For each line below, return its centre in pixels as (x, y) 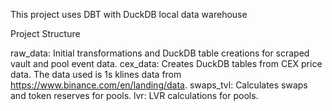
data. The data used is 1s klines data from (96, 74)
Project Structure (45, 33)
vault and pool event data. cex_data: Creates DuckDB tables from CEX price (166, 63)
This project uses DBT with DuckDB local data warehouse (129, 14)
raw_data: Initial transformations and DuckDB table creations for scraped (160, 53)
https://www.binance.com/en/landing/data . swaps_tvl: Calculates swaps (159, 85)
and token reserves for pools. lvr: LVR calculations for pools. (134, 95)
